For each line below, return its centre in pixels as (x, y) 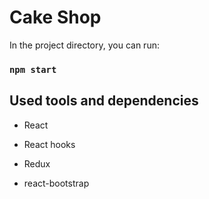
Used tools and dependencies (104, 101)
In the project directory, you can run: (84, 45)
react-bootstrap (56, 183)
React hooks (49, 144)
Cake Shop (55, 17)
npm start (33, 69)
